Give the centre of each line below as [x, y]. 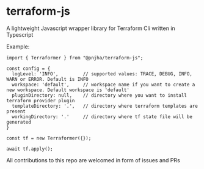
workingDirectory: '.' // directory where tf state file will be [102, 117]
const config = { [28, 69]
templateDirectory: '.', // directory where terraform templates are [105, 106]
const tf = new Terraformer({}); [49, 138]
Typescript [20, 34]
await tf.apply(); [30, 149]
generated [19, 122]
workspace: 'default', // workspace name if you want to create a [104, 85]
